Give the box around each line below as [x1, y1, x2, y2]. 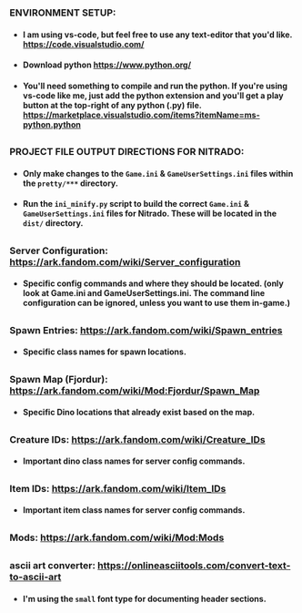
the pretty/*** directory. [22, 178, 118, 189]
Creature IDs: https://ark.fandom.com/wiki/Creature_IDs [9, 433, 266, 445]
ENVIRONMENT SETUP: [9, 6, 116, 19]
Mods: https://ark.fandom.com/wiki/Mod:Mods [9, 531, 225, 544]
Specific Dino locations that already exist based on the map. [22, 407, 256, 418]
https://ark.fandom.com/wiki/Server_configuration [9, 255, 241, 268]
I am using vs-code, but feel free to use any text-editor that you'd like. [22, 29, 293, 40]
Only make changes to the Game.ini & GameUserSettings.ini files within [22, 168, 294, 179]
